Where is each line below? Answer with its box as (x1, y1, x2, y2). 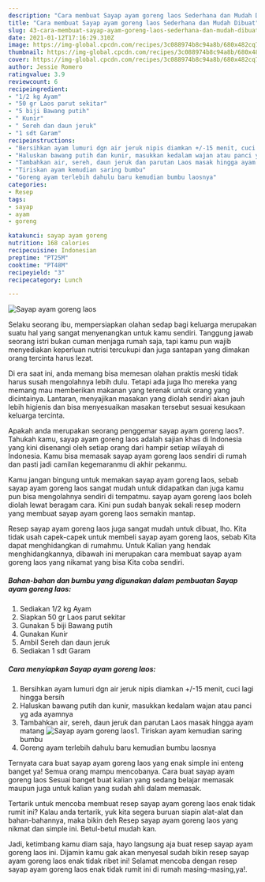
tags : (8, 195, 26, 203)
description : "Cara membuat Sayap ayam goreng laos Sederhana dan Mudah (8, 11, 252, 20)
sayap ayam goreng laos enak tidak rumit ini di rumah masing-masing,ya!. (8, 865, 248, 874)
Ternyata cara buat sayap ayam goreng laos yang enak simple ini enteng (8, 759, 244, 768)
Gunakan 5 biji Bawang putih (19, 621, 113, 630)
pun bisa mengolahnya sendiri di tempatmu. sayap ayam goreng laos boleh (8, 492, 252, 502)
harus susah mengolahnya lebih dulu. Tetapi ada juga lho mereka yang (8, 377, 237, 387)
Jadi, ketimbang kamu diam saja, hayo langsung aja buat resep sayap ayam (8, 839, 254, 849)
